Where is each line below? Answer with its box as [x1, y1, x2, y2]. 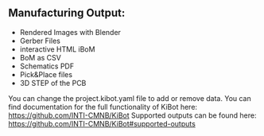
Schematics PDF [19, 61, 74, 71]
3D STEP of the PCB [19, 78, 87, 87]
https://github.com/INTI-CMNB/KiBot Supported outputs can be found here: [8, 111, 257, 120]
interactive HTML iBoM [19, 44, 95, 54]
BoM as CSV [19, 52, 61, 62]
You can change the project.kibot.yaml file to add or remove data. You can [8, 93, 252, 103]
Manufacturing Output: [8, 6, 126, 20]
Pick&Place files [19, 69, 73, 79]
